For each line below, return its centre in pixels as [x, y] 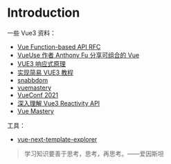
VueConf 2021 [38, 95]
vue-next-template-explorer [57, 139]
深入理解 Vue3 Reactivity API [58, 103]
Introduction [44, 13]
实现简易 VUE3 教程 [45, 72]
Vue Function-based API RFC [59, 47]
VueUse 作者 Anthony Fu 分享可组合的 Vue [78, 55]
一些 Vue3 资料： [32, 33]
